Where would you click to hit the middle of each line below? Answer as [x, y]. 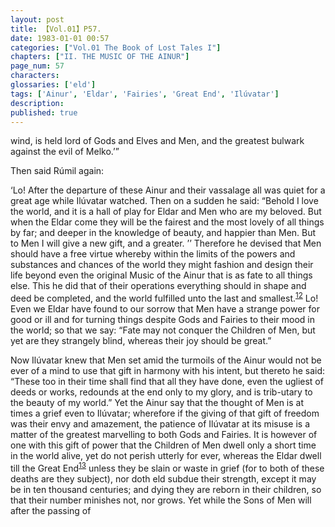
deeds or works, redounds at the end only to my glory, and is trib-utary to [161, 392]
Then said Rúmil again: [57, 171]
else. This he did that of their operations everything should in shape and [158, 286]
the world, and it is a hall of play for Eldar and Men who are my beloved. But [166, 212]
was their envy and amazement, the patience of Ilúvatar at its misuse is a [160, 424]
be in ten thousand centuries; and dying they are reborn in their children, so [166, 489]
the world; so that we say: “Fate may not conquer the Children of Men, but [163, 330]
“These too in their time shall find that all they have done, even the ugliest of [167, 382]
